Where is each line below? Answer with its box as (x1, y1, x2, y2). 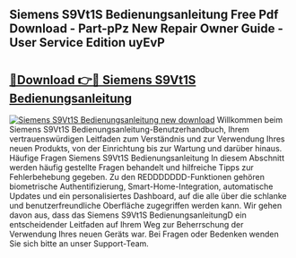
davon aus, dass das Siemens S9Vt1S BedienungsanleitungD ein (9, 210, 247, 220)
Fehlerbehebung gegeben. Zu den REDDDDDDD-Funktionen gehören (9, 172, 265, 182)
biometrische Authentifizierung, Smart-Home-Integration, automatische (9, 181, 274, 192)
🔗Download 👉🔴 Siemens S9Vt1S (9, 72, 196, 88)
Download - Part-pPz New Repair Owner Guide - (9, 21, 284, 37)
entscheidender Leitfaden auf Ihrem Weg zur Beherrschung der (9, 219, 244, 229)
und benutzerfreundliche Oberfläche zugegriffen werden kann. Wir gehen (9, 201, 283, 211)
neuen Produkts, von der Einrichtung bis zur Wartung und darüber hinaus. (9, 143, 283, 153)
